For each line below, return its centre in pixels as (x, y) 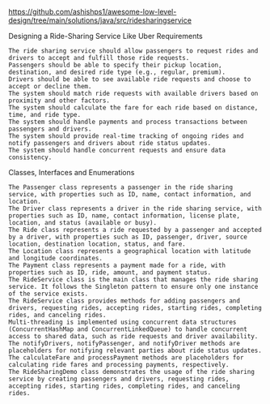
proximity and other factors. (59, 101)
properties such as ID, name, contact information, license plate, (124, 216)
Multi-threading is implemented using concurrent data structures (122, 322)
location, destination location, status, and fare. (97, 244)
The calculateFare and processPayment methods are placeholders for (126, 358)
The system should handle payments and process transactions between (128, 122)
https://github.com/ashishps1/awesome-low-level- (93, 12)
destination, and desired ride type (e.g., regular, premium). (117, 72)
